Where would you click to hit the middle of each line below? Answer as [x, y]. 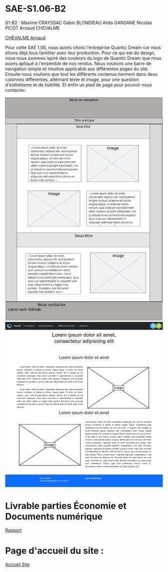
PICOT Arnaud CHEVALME [32, 28]
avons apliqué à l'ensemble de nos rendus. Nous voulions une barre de [78, 63]
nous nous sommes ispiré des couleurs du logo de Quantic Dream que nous [83, 58]
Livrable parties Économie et [66, 506]
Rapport [13, 530]
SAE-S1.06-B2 [36, 9]
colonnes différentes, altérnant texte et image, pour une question [72, 79]
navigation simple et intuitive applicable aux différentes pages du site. [77, 69]
